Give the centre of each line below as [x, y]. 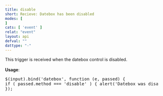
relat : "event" [20, 32]
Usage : [12, 70]
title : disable [20, 9]
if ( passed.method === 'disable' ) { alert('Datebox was [75, 84]
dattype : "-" [18, 46]
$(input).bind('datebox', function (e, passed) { [65, 79]
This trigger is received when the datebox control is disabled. [66, 59]
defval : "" [16, 41]
